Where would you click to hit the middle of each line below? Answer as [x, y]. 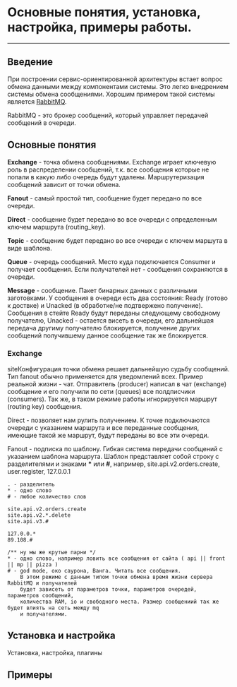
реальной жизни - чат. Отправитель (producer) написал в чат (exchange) [117, 384]
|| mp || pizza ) [33, 564]
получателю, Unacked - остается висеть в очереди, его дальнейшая [110, 320]
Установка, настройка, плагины [55, 652]
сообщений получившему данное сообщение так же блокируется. [108, 335]
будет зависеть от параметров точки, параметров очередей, [109, 589]
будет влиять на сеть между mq [53, 608]
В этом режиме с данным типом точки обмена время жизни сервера [116, 577]
